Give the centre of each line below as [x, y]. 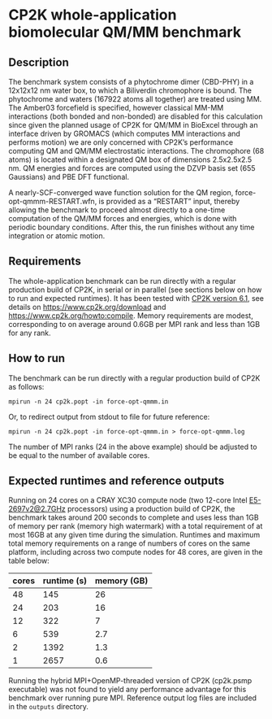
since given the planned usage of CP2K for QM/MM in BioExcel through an [133, 125]
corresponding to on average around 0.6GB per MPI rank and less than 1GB [134, 324]
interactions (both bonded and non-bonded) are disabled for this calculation [136, 116]
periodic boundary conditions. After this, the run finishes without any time [132, 227]
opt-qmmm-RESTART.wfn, [53, 201]
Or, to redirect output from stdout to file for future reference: [109, 416]
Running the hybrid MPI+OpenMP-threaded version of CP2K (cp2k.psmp [130, 681]
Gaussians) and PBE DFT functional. [69, 177]
